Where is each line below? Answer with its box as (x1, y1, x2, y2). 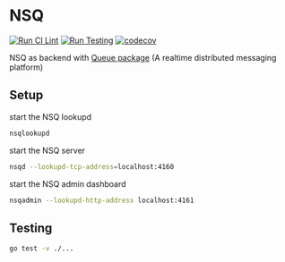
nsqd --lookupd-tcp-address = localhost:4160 (9, 162, 175, 171)
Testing (9, 220, 53, 235)
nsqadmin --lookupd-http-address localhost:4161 (9, 196, 194, 205)
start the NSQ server (9, 145, 86, 156)
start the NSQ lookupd (9, 111, 92, 122)
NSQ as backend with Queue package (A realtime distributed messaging (9, 52, 277, 63)
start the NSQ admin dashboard (9, 178, 127, 189)
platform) (9, 62, 44, 72)
